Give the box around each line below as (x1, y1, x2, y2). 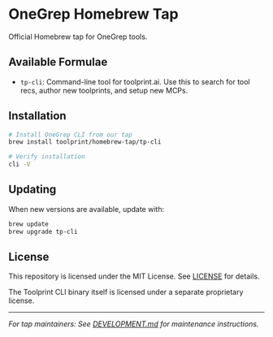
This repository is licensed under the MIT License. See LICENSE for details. (8, 271, 260, 281)
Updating (8, 183, 57, 197)
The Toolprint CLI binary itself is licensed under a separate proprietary (8, 287, 244, 297)
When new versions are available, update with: (8, 204, 165, 214)
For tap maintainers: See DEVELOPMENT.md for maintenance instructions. (8, 319, 259, 329)
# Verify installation (8, 153, 85, 161)
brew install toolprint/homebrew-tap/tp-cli (8, 138, 162, 146)
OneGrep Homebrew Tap (8, 5, 179, 24)
